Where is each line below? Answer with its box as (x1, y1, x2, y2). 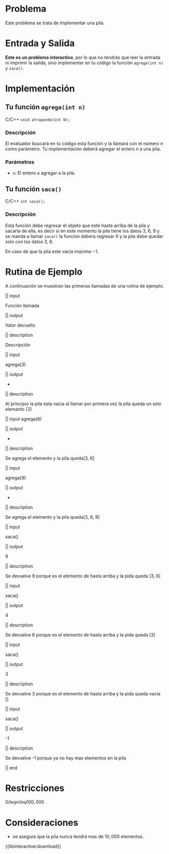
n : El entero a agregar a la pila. (12, 170, 76, 176)
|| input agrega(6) (5, 416, 42, 422)
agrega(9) (5, 475, 26, 481)
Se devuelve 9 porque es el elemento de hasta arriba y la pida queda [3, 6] (5, 573, 160, 579)
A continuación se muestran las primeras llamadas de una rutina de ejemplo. (5, 283, 164, 289)
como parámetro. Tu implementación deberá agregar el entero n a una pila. (5, 146, 161, 152)
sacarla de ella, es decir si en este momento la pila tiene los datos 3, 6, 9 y (5, 227, 160, 234)
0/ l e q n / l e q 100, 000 (5, 799, 44, 805)
